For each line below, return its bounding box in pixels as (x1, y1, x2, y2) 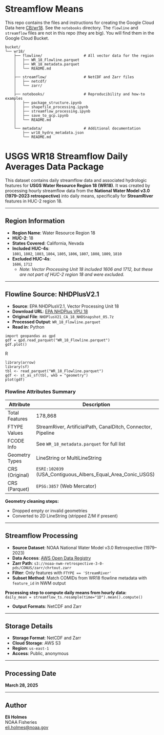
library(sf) (5, 364, 29, 369)
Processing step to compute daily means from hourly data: (5, 589, 127, 595)
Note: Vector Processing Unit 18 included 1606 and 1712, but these (19, 266, 153, 272)
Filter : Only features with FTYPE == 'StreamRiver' (12, 570, 112, 576)
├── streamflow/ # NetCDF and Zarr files (14, 74, 134, 79)
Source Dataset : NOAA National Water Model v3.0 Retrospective (12, 544, 143, 551)
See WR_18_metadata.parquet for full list (36, 440, 125, 447)
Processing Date (5, 669, 57, 678)
